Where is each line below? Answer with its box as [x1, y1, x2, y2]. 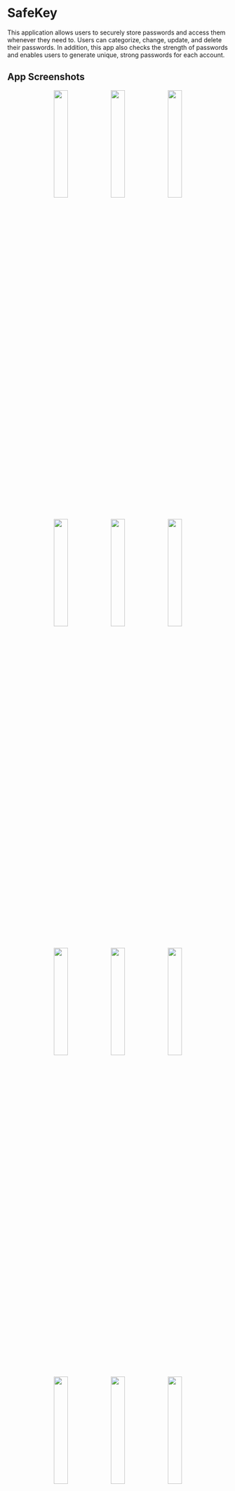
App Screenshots [7, 71, 86, 83]
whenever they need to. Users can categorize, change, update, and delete [7, 35, 222, 44]
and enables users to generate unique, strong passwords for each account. [7, 51, 225, 59]
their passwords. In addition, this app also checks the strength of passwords [7, 43, 228, 51]
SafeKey [7, 5, 58, 21]
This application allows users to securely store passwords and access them [7, 28, 226, 37]
